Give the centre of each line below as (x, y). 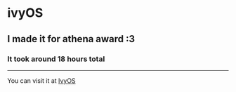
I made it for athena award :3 (71, 39)
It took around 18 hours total (56, 59)
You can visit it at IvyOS (41, 80)
